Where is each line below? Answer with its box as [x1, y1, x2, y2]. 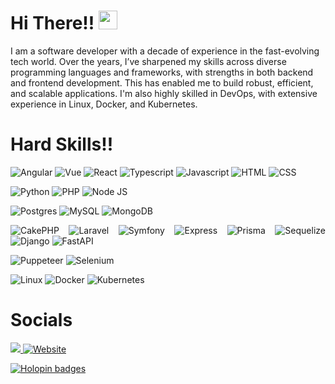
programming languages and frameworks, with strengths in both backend [10, 66, 314, 78]
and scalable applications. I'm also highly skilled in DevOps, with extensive [10, 87, 318, 99]
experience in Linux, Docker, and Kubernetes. [10, 98, 198, 110]
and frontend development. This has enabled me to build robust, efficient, [10, 76, 314, 89]
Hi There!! [10, 12, 95, 35]
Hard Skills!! [10, 133, 114, 156]
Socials [10, 309, 73, 332]
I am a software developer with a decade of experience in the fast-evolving [10, 45, 320, 57]
